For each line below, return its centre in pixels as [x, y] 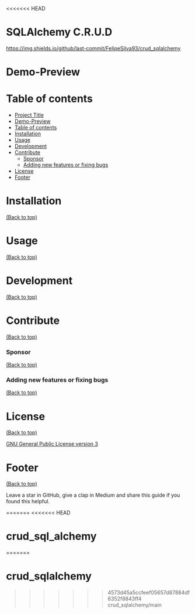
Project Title [29, 115]
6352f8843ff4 [125, 599]
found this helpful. [28, 502]
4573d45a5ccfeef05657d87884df [149, 593]
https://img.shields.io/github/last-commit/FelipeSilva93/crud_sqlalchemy [93, 48]
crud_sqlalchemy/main [135, 605]
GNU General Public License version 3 [52, 444]
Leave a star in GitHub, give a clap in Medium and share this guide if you [93, 495]
